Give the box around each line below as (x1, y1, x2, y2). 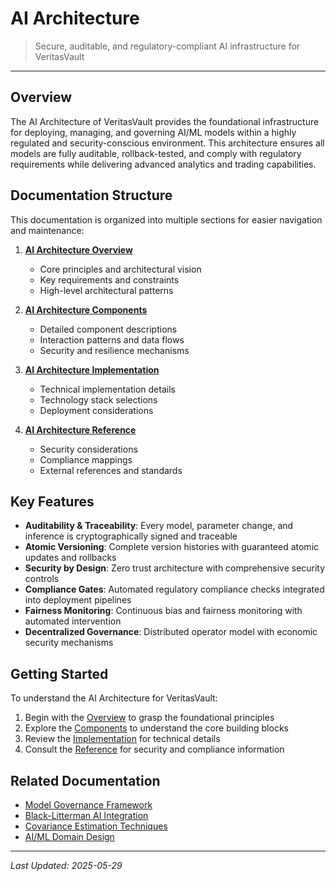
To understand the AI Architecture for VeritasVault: (10, 692, 218, 704)
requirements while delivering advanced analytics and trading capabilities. (10, 158, 317, 170)
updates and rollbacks (24, 552, 117, 564)
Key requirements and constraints (39, 273, 180, 286)
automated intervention (24, 615, 122, 627)
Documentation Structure (10, 187, 173, 204)
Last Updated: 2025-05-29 (10, 860, 123, 871)
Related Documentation (10, 772, 161, 789)
